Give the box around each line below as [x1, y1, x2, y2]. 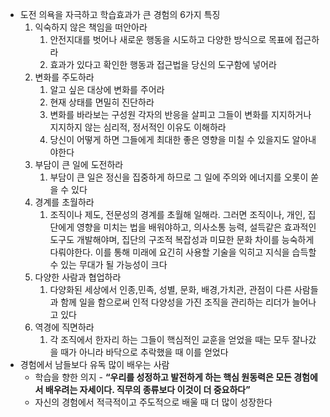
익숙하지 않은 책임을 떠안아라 [34, 21, 148, 33]
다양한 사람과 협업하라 [34, 271, 122, 283]
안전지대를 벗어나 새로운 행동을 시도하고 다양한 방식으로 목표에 [49, 34, 293, 45]
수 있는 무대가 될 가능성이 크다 [49, 259, 168, 270]
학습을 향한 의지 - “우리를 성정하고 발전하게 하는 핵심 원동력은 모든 [34, 371, 292, 383]
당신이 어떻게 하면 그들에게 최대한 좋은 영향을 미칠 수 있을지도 [49, 134, 290, 145]
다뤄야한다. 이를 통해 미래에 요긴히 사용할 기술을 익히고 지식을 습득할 [49, 246, 317, 258]
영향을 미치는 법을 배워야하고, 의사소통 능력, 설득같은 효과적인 [76, 221, 317, 233]
